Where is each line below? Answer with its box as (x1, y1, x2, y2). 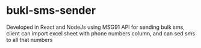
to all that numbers (6, 36, 53, 43)
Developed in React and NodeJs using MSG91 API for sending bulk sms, (6, 23, 185, 31)
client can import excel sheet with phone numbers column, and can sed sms (6, 29, 196, 37)
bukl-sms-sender (6, 4, 96, 17)
